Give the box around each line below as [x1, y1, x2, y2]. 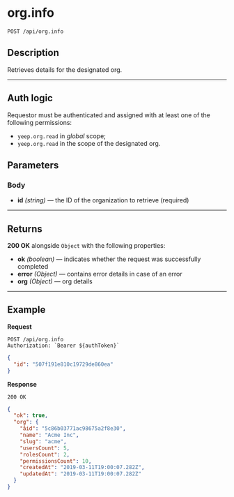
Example [7, 304, 46, 316]
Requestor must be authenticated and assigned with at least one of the [7, 110, 211, 119]
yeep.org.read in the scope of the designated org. [17, 139, 161, 147]
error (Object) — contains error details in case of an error [17, 270, 182, 279]
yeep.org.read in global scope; [17, 131, 107, 140]
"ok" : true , [13, 412, 49, 420]
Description [7, 47, 59, 59]
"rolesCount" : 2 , [19, 451, 70, 458]
